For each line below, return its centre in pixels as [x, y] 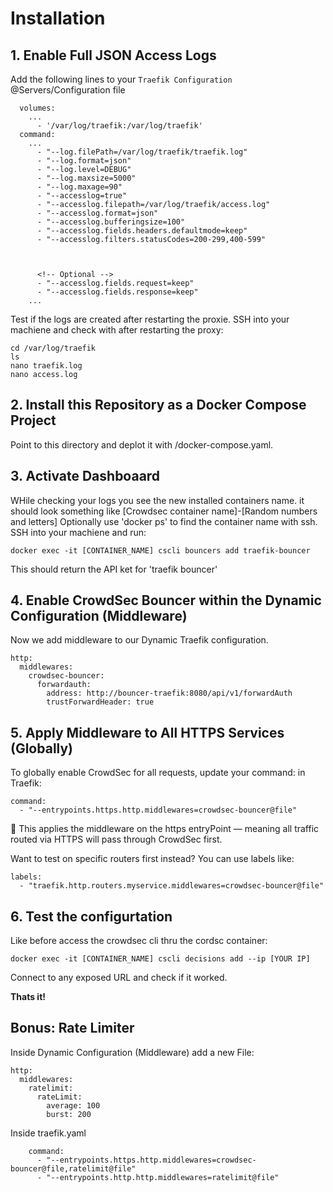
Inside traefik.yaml [48, 1133]
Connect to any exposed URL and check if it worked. [119, 978]
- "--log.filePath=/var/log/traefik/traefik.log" [142, 152]
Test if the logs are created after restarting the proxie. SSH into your [150, 319]
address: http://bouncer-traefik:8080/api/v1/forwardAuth [169, 693]
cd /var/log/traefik [53, 348]
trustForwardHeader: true [100, 702]
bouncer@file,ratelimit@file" [73, 1168]
